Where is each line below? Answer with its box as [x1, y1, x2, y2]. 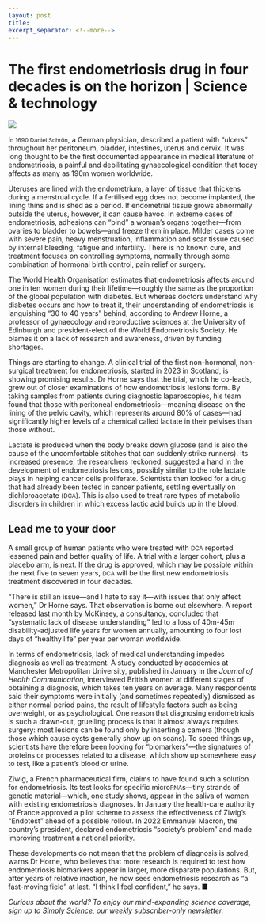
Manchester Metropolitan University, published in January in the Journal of [8, 667, 253, 676]
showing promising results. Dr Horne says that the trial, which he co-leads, [8, 374, 253, 384]
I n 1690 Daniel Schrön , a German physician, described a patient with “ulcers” [8, 135, 248, 145]
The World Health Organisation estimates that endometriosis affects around [8, 275, 255, 285]
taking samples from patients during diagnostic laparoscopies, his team [8, 391, 241, 401]
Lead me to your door [8, 522, 116, 535]
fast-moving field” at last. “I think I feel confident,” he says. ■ [8, 882, 208, 891]
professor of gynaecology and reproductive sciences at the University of [8, 317, 245, 327]
